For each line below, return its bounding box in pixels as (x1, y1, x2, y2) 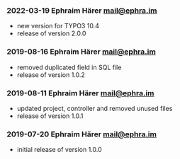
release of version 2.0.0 (16, 29, 86, 37)
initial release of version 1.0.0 (16, 146, 102, 154)
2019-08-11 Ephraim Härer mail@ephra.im (6, 88, 154, 98)
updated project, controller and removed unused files (16, 104, 173, 112)
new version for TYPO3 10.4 (16, 22, 100, 30)
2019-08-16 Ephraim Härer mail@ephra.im (6, 47, 157, 57)
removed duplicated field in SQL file (16, 63, 122, 71)
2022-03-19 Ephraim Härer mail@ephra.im (6, 6, 157, 16)
